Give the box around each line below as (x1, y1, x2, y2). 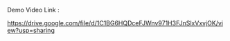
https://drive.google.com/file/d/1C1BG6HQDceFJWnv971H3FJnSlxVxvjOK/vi (7, 19, 224, 27)
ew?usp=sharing (7, 27, 55, 34)
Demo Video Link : (7, 6, 60, 14)
